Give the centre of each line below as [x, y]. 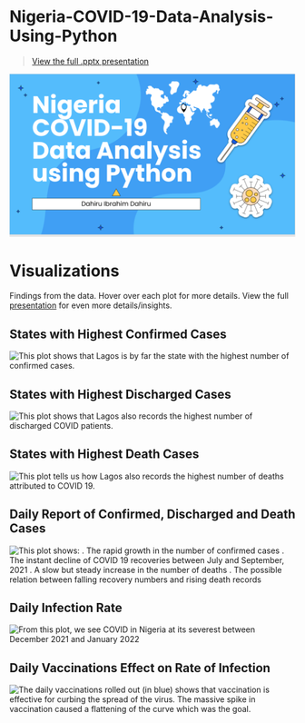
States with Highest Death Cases [104, 455]
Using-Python [64, 36]
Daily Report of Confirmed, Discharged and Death [152, 515]
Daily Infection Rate [66, 607]
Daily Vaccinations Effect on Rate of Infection [140, 668]
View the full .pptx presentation [90, 61]
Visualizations [64, 271]
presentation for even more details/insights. [91, 305]
